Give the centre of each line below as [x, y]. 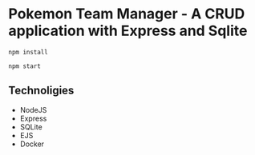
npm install [28, 52]
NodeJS [33, 109]
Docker [32, 144]
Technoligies [41, 91]
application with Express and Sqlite [128, 31]
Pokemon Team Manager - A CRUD [127, 14]
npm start [25, 66]
